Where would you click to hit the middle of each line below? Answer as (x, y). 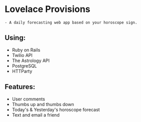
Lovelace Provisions (48, 9)
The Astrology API (31, 60)
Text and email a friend (36, 115)
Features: (20, 87)
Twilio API (22, 55)
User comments (29, 99)
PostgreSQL (24, 65)
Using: (15, 38)
